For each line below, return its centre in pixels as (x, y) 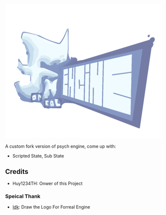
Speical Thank (23, 196)
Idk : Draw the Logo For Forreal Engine (51, 207)
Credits (17, 172)
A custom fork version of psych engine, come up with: (61, 146)
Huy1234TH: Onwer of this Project (47, 183)
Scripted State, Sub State (38, 156)
